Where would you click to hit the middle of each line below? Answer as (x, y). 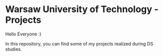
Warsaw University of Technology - (82, 9)
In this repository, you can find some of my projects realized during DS (79, 43)
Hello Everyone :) (23, 34)
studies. (13, 49)
